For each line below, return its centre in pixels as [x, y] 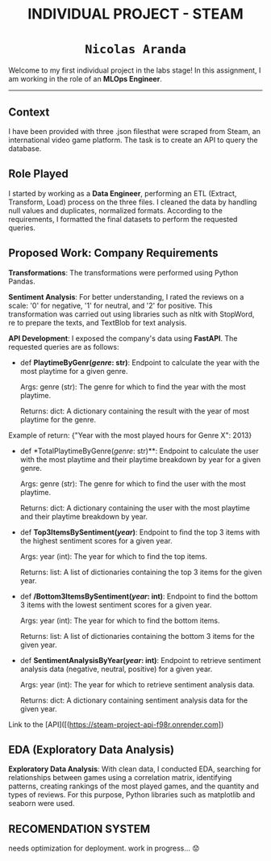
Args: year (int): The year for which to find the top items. [114, 556]
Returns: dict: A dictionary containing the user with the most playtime [135, 508]
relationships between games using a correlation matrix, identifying [120, 778]
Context [29, 112]
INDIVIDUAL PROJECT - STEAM [135, 14]
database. [25, 148]
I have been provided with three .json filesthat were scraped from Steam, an [134, 131]
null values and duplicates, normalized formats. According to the [116, 210]
